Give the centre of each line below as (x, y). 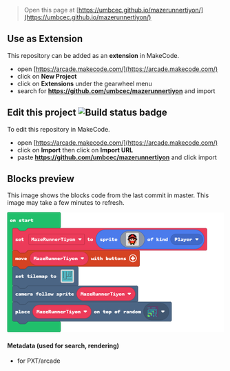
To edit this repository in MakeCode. (59, 129)
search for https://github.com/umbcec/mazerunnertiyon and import (116, 91)
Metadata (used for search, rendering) (63, 345)
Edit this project (42, 113)
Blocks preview (41, 179)
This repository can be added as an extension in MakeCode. (93, 55)
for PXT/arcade (39, 361)
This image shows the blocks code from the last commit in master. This (108, 195)
